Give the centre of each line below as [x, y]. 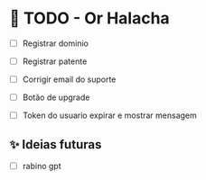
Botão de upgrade [56, 97]
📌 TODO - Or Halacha [89, 18]
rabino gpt [42, 166]
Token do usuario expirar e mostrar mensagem [109, 115]
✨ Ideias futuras [56, 144]
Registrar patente [55, 61]
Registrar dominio [55, 43]
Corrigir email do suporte [69, 79]
